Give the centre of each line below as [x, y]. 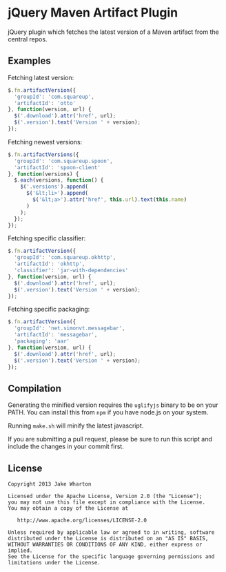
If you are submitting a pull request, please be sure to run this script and [110, 439]
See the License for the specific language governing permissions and [111, 557]
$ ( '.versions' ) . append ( [54, 187]
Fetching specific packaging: [49, 309]
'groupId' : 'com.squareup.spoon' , [63, 161]
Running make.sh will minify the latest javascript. [76, 426]
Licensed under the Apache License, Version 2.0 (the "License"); [105, 496]
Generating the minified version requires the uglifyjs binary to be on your [113, 405]
